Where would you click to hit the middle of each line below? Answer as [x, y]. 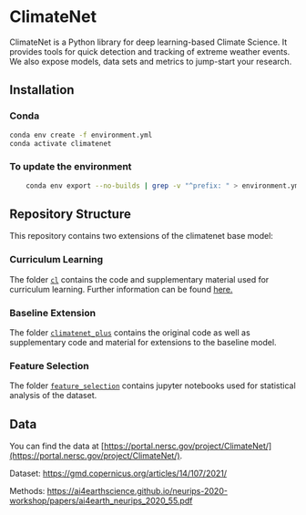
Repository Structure [71, 214]
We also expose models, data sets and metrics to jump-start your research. [151, 61]
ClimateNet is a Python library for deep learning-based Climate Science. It [148, 42]
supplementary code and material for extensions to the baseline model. [143, 342]
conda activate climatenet [61, 143]
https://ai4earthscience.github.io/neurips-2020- [137, 491]
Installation [42, 90]
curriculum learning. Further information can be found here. [121, 289]
